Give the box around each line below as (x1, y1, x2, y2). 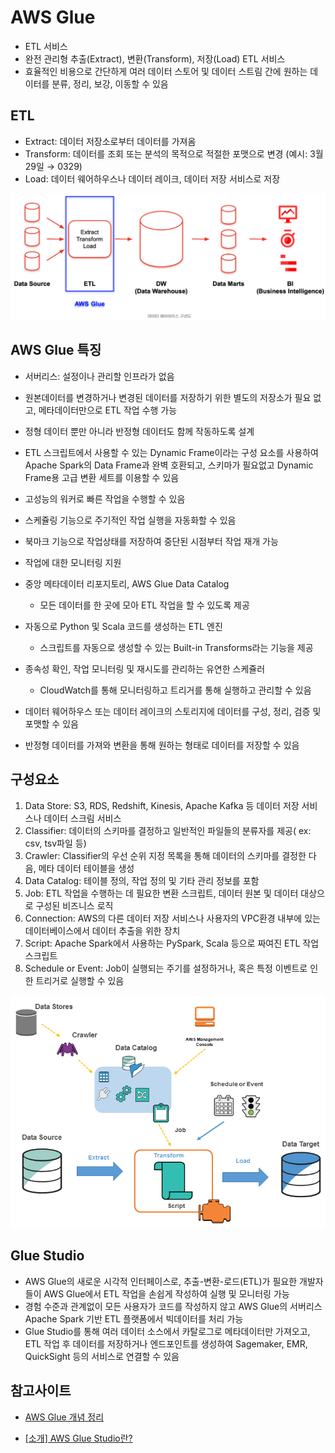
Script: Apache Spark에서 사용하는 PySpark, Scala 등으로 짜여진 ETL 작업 (24, 937, 320, 949)
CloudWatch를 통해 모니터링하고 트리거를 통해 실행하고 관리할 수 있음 (39, 684, 312, 696)
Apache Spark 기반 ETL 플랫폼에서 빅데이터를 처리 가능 (24, 1312, 244, 1325)
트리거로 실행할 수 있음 (35, 974, 125, 986)
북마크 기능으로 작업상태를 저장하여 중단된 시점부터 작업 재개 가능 (24, 535, 279, 547)
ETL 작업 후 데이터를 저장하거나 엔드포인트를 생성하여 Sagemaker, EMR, (24, 1337, 308, 1350)
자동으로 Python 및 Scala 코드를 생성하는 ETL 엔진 (24, 620, 223, 632)
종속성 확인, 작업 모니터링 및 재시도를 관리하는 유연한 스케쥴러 (24, 662, 266, 675)
